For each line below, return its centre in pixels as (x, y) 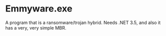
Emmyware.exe (39, 9)
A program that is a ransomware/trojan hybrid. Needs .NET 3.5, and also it (83, 22)
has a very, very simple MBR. (36, 27)
